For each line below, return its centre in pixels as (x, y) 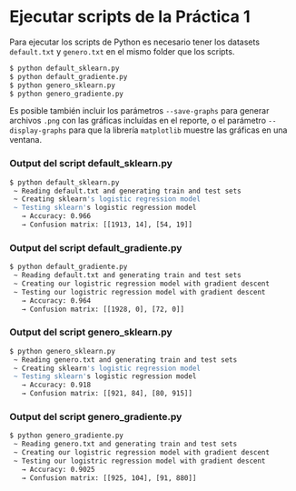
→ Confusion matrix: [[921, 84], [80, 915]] (107, 394)
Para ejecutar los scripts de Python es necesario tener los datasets (135, 42)
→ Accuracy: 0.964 (56, 301)
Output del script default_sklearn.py (91, 164)
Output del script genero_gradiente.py (96, 417)
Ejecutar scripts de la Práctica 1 (130, 17)
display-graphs (38, 131)
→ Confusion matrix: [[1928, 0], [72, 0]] (103, 309)
